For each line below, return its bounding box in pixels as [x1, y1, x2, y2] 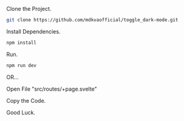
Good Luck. [6, 109, 35, 116]
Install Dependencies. [6, 27, 61, 35]
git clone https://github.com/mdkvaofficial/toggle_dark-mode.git [6, 17, 179, 23]
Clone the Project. [6, 5, 52, 12]
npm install [6, 40, 37, 46]
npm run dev [6, 62, 37, 69]
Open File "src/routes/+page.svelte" [6, 85, 97, 92]
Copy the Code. [6, 97, 46, 104]
